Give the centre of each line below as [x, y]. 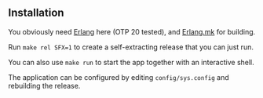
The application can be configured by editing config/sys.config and [119, 77]
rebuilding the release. [44, 85]
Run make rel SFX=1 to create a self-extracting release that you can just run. [131, 47]
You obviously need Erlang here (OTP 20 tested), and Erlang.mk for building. [132, 31]
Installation [36, 13]
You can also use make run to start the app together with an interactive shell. [131, 62]
